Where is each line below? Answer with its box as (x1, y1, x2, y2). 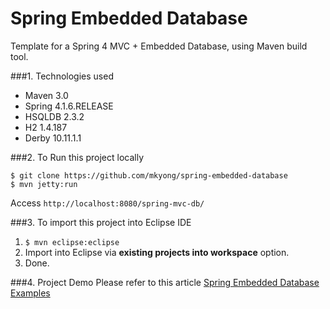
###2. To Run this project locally (10, 151, 145, 163)
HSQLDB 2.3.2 (24, 110, 85, 122)
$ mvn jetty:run (10, 179, 78, 189)
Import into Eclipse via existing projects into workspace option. (24, 246, 290, 258)
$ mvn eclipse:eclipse (24, 237, 120, 247)
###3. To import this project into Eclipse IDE (10, 216, 192, 228)
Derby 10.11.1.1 (24, 132, 82, 144)
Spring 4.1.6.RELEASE (24, 100, 114, 112)
